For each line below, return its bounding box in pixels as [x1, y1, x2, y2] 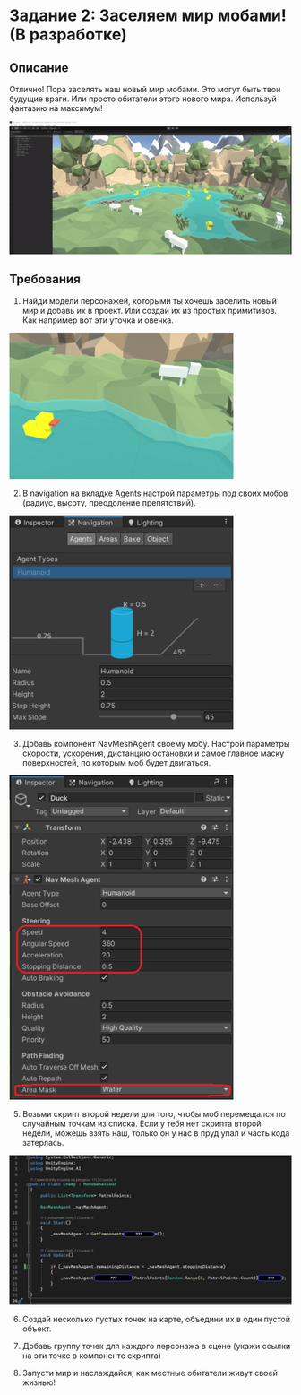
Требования [9, 272, 81, 287]
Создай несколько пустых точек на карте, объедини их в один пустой [21, 1314, 291, 1325]
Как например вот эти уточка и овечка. [21, 315, 175, 325]
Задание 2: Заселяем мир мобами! [9, 5, 287, 26]
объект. [21, 1323, 52, 1334]
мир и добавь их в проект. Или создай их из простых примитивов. [21, 305, 278, 316]
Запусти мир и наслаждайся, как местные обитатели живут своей [21, 1368, 278, 1379]
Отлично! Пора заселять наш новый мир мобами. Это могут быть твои [9, 84, 281, 94]
